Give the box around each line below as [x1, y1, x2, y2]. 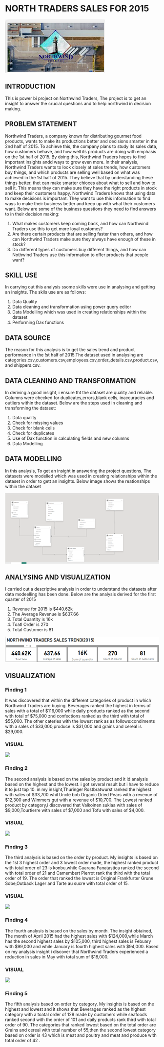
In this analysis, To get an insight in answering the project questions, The [5, 468, 152, 474]
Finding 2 [5, 765, 28, 772]
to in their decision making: [5, 211, 60, 217]
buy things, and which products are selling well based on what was [5, 169, 140, 175]
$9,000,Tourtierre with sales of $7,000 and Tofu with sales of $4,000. [5, 807, 145, 813]
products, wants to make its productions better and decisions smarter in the [5, 138, 158, 144]
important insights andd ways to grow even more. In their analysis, [5, 159, 139, 165]
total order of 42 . [5, 1038, 41, 1044]
